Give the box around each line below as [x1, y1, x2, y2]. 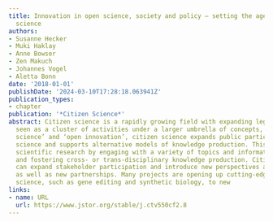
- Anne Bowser [8, 50, 57, 58]
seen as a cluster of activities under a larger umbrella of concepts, [15, 125, 264, 133]
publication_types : [8, 95, 75, 103]
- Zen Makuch [8, 58, 53, 66]
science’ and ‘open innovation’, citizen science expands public [15, 133, 242, 141]
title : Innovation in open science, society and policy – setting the [8, 11, 253, 20]
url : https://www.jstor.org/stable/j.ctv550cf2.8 [15, 201, 187, 209]
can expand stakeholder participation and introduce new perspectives [15, 163, 260, 172]
